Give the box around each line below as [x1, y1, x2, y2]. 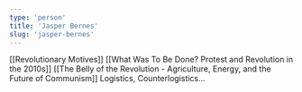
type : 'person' [9, 13, 67, 22]
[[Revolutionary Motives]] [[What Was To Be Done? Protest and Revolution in [9, 54, 294, 65]
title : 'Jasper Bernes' [9, 21, 99, 30]
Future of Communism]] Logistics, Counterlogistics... [9, 73, 206, 84]
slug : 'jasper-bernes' [9, 29, 95, 38]
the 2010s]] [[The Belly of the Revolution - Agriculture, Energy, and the [9, 63, 272, 74]
